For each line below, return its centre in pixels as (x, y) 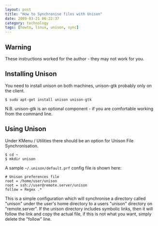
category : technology (27, 23)
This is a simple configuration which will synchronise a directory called (75, 198)
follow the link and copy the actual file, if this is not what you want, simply (78, 214)
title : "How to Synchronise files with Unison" (54, 14)
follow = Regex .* (23, 189)
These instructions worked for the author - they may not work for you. (75, 59)
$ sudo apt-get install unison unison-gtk (48, 100)
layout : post (18, 9)
